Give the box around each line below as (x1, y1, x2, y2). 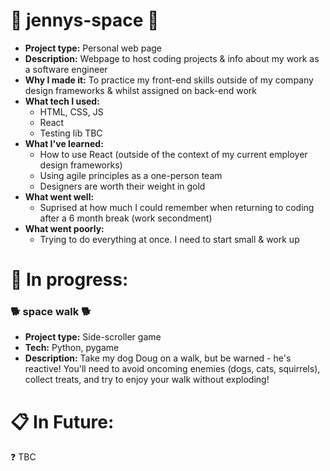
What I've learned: (24, 137, 104, 149)
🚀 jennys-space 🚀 (10, 9, 160, 32)
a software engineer (24, 63, 108, 75)
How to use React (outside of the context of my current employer (39, 148, 308, 160)
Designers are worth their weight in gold (39, 180, 206, 192)
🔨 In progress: (10, 269, 129, 291)
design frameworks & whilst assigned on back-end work (24, 84, 258, 96)
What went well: (24, 190, 95, 203)
